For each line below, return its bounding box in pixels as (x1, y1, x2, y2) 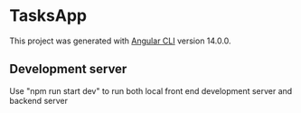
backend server (9, 95, 68, 106)
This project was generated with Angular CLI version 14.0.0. (9, 35, 231, 46)
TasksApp (9, 5, 88, 26)
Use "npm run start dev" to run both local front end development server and (9, 85, 293, 96)
